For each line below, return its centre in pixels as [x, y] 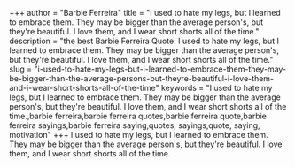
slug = [21, 69]
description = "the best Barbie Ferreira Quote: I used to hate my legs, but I [144, 41]
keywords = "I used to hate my [217, 88]
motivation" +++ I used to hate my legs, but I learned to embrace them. [139, 135]
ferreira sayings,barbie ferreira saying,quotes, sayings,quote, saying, [135, 125]
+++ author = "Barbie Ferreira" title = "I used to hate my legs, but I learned [145, 13]
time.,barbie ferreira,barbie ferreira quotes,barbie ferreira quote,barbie [138, 116]
